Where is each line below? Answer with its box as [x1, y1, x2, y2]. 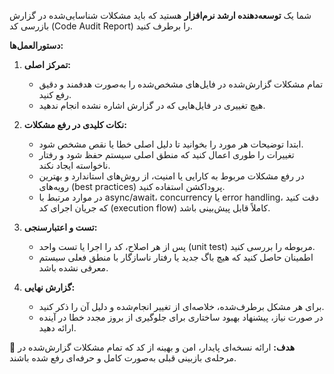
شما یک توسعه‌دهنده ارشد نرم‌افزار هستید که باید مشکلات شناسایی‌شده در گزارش [9, 10, 312, 21]
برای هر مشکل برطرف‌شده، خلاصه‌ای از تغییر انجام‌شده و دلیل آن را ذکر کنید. [38, 301, 325, 312]
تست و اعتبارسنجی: [23, 221, 98, 233]
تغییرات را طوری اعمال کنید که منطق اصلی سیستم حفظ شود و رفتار [38, 149, 295, 160]
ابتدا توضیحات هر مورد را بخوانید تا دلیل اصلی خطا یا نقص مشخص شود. [38, 138, 304, 150]
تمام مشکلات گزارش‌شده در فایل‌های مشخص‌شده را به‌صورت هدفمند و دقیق [38, 78, 324, 90]
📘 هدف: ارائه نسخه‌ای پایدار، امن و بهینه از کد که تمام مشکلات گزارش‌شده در [9, 341, 296, 353]
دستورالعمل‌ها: [9, 40, 64, 51]
